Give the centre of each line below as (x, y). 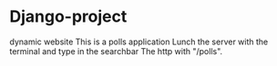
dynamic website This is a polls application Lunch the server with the (139, 42)
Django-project (68, 17)
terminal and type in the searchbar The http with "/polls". (116, 51)
